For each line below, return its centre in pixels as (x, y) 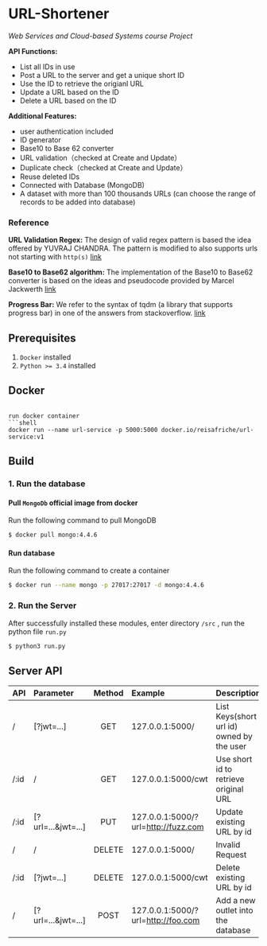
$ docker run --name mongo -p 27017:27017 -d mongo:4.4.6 (106, 586)
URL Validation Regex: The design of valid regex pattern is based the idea (130, 240)
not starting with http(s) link (55, 257)
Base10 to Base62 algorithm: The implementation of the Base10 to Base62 (131, 272)
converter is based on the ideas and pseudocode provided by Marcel (121, 281)
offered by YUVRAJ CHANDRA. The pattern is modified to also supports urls (133, 248)
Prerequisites (42, 338)
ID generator (41, 139)
